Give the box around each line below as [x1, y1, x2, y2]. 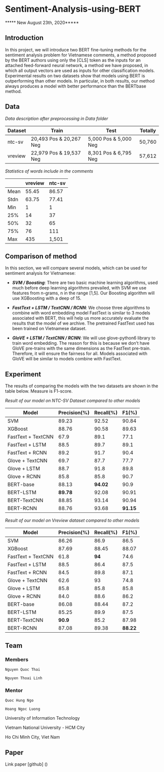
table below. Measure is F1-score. [5, 388, 73, 394]
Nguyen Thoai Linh [5, 676, 42, 681]
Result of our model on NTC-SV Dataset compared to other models [5, 397, 141, 404]
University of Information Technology [5, 715, 80, 721]
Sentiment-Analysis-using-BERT [5, 3, 141, 15]
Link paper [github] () [5, 761, 48, 767]
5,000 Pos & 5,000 [87, 135, 132, 142]
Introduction [5, 34, 44, 42]
